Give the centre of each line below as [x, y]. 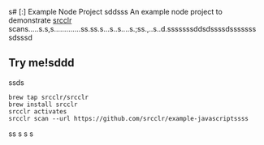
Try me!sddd [41, 63]
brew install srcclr [43, 104]
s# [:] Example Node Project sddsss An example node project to [116, 12]
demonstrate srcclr [40, 20]
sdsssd [20, 37]
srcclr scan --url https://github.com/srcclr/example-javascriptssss [129, 118]
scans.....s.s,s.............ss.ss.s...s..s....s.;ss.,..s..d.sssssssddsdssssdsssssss [132, 29]
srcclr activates [38, 111]
